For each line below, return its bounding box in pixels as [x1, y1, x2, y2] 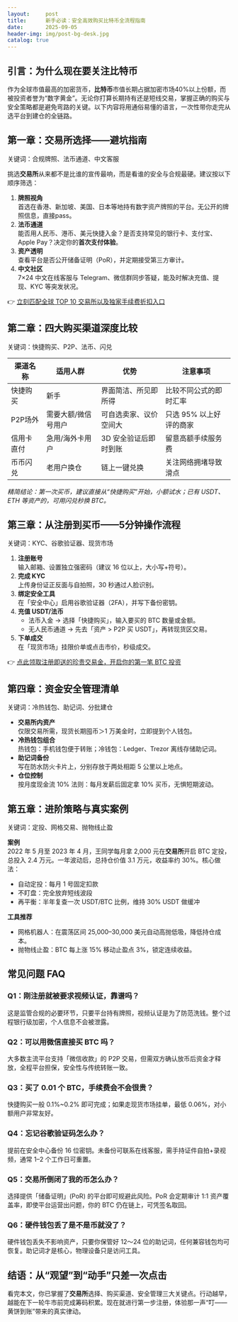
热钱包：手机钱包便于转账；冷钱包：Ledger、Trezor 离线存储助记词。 [17, 745, 221, 753]
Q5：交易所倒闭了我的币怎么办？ [7, 1174, 119, 1184]
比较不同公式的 [165, 385, 215, 395]
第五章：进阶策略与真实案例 [7, 803, 129, 815]
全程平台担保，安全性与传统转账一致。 [19, 1063, 132, 1072]
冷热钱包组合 [17, 735, 55, 745]
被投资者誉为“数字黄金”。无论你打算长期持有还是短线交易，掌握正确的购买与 [7, 94, 230, 102]
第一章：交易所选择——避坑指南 [7, 134, 147, 146]
